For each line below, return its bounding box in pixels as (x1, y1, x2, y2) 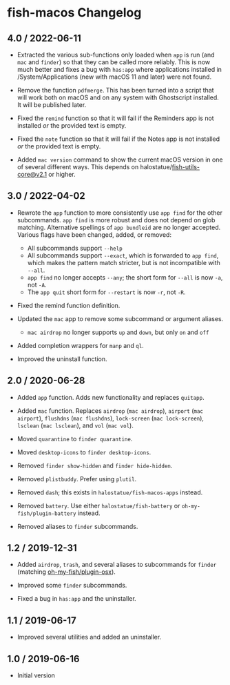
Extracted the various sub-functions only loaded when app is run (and (17, 50, 215, 59)
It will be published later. (17, 101, 87, 108)
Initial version (17, 671, 55, 679)
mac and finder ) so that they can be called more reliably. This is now (17, 58, 211, 66)
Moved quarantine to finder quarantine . (17, 434, 133, 443)
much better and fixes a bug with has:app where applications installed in (17, 66, 222, 73)
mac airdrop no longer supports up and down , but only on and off (27, 328, 209, 336)
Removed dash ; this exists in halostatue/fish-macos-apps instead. (17, 488, 203, 496)
